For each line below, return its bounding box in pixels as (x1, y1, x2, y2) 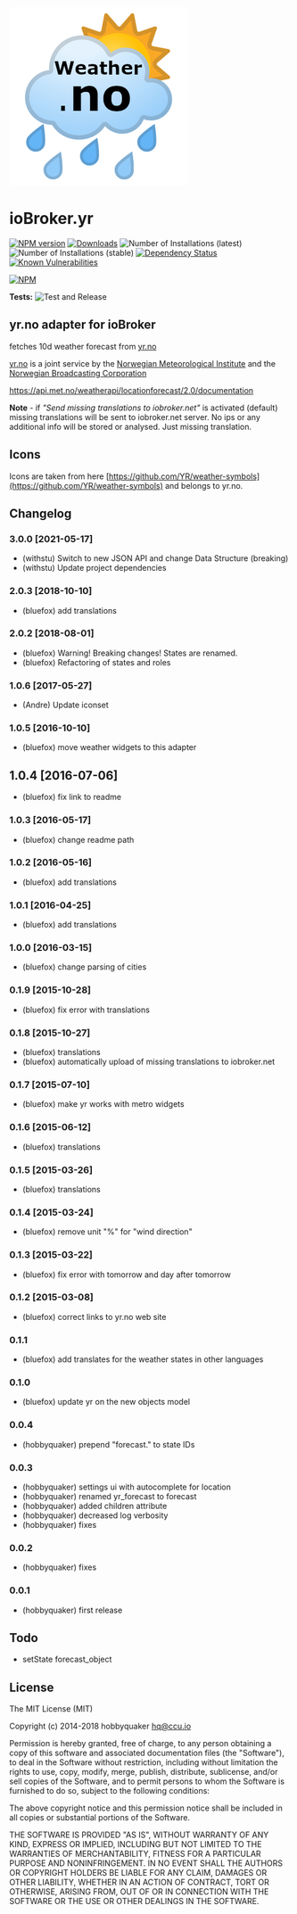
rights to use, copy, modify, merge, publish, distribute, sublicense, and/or (9, 1767, 278, 1778)
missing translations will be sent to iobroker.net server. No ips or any (9, 411, 260, 422)
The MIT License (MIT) (9, 1704, 94, 1714)
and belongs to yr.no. (164, 480, 243, 491)
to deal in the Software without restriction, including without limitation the (9, 1757, 278, 1768)
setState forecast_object (21, 1654, 112, 1665)
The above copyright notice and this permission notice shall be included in (9, 1803, 283, 1813)
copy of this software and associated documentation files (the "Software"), (9, 1747, 285, 1759)
